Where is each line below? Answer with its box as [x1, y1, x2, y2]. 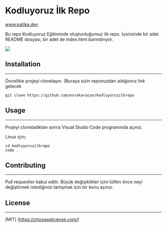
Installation [5, 60, 41, 69]
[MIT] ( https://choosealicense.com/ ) [5, 217, 80, 223]
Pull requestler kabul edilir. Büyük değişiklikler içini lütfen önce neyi [5, 179, 143, 185]
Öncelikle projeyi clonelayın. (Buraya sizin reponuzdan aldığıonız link [5, 77, 146, 84]
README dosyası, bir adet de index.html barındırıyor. [5, 36, 113, 42]
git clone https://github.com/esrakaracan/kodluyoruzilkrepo [5, 92, 135, 98]
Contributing [5, 161, 46, 169]
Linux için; [5, 134, 26, 140]
